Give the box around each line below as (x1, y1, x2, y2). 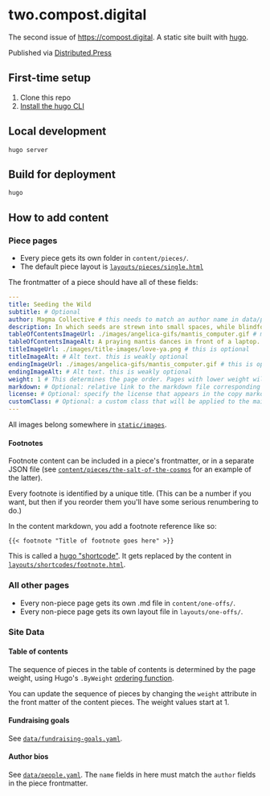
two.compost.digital (8, 6, 147, 24)
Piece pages (8, 235, 58, 246)
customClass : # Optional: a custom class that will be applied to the (8, 398, 250, 406)
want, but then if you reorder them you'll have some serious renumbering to (8, 497, 259, 507)
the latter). (8, 473, 43, 483)
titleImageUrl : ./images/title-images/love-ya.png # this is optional (8, 345, 250, 353)
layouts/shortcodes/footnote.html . (8, 559, 126, 569)
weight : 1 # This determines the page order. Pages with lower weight (8, 375, 250, 383)
